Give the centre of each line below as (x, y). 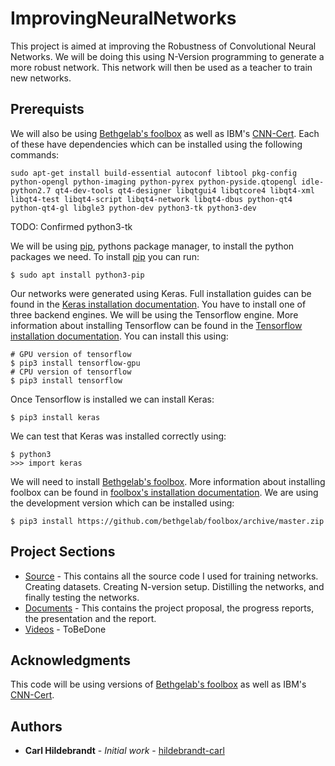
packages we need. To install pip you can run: (105, 256)
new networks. (41, 78)
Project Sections (63, 552)
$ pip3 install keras (55, 417)
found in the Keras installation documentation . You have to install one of (158, 304)
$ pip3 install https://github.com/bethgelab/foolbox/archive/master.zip (167, 521)
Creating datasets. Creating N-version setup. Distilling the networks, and (174, 586)
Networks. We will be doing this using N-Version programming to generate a (167, 56)
